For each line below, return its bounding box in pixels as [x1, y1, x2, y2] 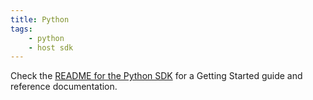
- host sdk [28, 42, 74, 53]
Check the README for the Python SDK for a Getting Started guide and [10, 70, 303, 82]
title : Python [10, 14, 70, 25]
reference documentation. [10, 81, 118, 93]
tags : [10, 24, 33, 34]
